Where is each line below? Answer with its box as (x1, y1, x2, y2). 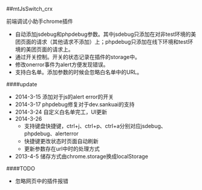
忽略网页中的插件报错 (15, 177, 68, 185)
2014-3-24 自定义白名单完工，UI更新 (15, 109, 108, 115)
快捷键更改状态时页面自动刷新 (24, 138, 99, 144)
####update (6, 81, 37, 87)
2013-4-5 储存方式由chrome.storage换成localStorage (15, 153, 148, 160)
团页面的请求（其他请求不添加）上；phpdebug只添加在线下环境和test (15, 38, 188, 45)
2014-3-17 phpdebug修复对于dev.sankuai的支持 (15, 101, 135, 108)
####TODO (6, 165, 35, 172)
